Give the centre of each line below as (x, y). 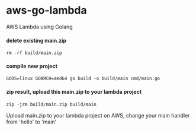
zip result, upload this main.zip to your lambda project (74, 91)
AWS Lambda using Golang (39, 27)
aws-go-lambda (46, 10)
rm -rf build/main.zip (34, 53)
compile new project (32, 66)
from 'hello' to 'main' (31, 122)
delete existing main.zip (36, 40)
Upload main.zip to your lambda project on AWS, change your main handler (98, 115)
